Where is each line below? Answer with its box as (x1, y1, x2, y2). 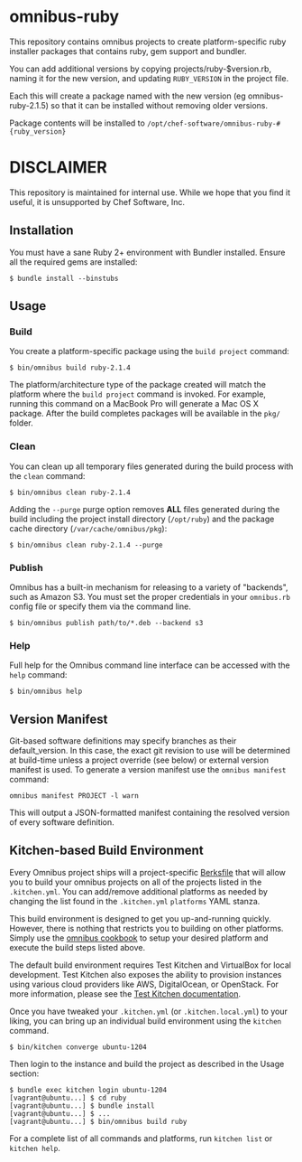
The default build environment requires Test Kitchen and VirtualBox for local (9, 960, 291, 970)
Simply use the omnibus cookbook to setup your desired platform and (9, 932, 269, 943)
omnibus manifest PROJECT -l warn (9, 792, 140, 801)
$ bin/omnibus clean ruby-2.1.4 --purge (9, 540, 164, 549)
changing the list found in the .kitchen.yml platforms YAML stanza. (9, 895, 261, 906)
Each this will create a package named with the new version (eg (9, 90, 246, 101)
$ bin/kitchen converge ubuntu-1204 (9, 1042, 147, 1052)
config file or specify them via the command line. (9, 601, 191, 612)
